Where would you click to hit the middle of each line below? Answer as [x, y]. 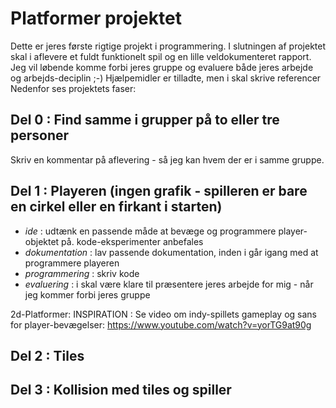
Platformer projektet [96, 18]
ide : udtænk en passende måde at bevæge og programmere [150, 231]
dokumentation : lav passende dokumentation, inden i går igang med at [171, 252]
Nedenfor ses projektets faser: [73, 88]
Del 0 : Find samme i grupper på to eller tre [145, 120]
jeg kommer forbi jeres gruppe [87, 294]
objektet [42, 241]
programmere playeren [72, 263]
